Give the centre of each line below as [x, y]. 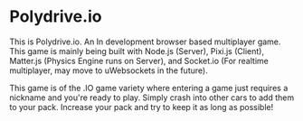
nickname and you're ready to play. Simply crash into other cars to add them [152, 98]
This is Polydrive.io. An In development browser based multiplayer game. [145, 42]
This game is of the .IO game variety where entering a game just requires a [149, 88]
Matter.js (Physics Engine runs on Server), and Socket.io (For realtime [139, 60]
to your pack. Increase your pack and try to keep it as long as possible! [142, 107]
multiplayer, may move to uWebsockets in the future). [109, 70]
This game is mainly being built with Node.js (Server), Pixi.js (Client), [137, 51]
